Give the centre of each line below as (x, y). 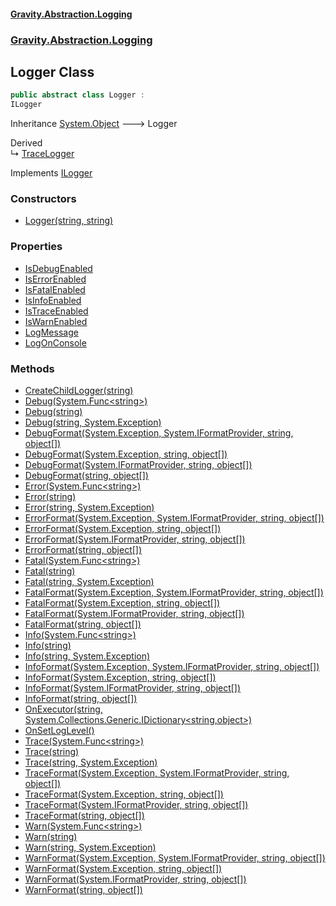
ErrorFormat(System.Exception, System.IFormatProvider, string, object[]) (174, 517)
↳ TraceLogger (42, 154)
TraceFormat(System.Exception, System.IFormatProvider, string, (157, 772)
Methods (32, 368)
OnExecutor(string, (63, 709)
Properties (36, 247)
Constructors (43, 198)
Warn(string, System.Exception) (90, 847)
